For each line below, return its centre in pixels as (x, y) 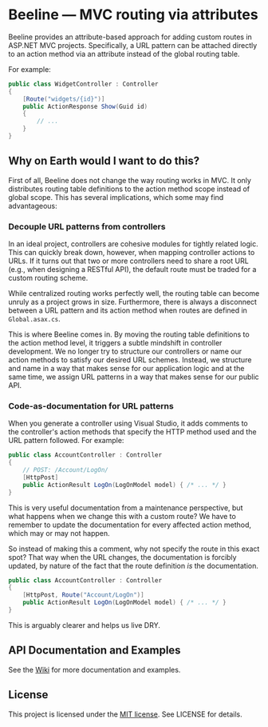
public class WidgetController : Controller (83, 84)
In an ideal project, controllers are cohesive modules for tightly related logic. (133, 244)
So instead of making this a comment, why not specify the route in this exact (134, 549)
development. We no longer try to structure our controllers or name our (125, 352)
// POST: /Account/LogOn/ (66, 470)
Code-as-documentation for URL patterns (91, 405)
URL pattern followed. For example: (66, 441)
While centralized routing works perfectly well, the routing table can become (134, 294)
